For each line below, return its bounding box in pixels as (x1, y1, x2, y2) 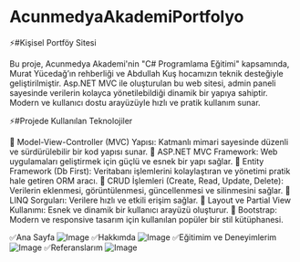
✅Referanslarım (44, 242, 103, 253)
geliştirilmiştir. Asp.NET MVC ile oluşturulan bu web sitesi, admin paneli (9, 78, 276, 89)
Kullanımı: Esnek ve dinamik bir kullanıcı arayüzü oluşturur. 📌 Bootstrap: (9, 204, 278, 215)
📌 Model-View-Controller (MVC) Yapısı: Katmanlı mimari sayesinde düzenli (9, 136, 289, 147)
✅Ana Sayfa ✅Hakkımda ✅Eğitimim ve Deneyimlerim (9, 231, 277, 243)
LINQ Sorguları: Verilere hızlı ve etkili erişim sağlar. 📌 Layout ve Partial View (9, 194, 292, 205)
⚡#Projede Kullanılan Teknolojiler (9, 115, 133, 126)
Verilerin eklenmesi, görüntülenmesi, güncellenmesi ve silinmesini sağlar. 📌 (9, 184, 291, 195)
